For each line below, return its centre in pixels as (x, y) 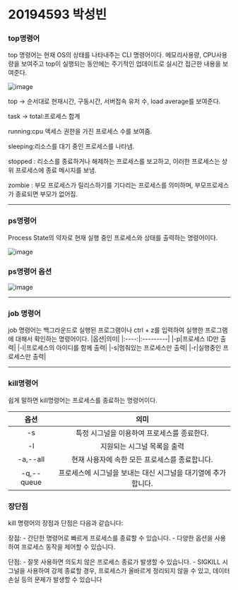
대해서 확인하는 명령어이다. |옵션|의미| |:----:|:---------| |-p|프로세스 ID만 (117, 339)
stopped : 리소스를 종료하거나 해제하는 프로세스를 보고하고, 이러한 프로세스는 (114, 161)
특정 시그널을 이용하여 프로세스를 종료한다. (142, 433)
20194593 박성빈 (58, 14)
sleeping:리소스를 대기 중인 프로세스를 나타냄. (71, 146)
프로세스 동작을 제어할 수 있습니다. (68, 547)
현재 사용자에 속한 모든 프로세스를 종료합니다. (142, 459)
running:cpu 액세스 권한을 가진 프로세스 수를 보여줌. (80, 131)
